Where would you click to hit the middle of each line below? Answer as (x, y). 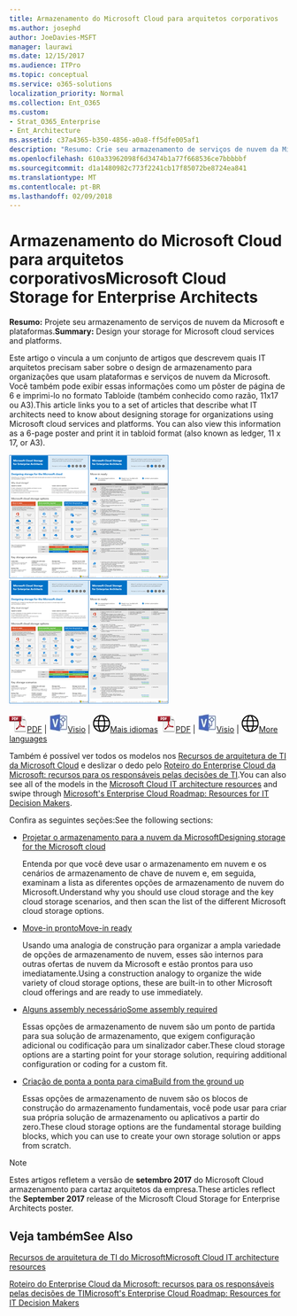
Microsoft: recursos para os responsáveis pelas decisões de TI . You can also (148, 775)
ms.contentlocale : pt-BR (55, 187)
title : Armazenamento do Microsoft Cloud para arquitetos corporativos (144, 19)
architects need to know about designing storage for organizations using (141, 414)
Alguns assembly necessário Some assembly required (120, 1010)
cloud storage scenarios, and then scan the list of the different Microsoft (154, 902)
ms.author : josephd (45, 28)
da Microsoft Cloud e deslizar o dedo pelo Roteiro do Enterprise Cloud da (143, 765)
